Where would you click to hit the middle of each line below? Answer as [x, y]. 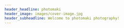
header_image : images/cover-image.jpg [44, 14]
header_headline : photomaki [33, 9]
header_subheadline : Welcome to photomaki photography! [62, 18]
